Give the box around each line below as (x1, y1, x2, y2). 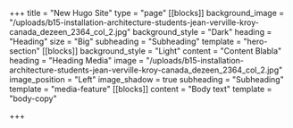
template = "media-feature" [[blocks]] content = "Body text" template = (9, 84, 272, 94)
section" (9, 46, 40, 56)
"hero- (243, 36, 268, 47)
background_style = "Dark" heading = (132, 27, 272, 37)
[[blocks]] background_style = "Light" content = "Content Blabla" (41, 46, 282, 56)
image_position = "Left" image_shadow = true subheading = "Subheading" (9, 74, 284, 84)
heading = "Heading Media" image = (9, 55, 145, 65)
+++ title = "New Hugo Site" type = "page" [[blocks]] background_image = (9, 8, 285, 18)
